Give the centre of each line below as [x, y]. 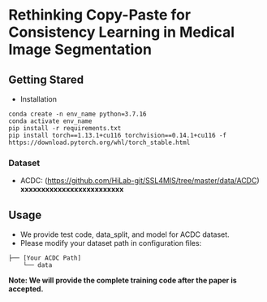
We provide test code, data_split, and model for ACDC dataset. [125, 234]
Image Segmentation [80, 50]
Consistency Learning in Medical [122, 32]
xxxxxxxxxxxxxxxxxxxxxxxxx [72, 190]
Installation [39, 99]
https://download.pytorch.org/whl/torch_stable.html [99, 142]
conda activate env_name [50, 121]
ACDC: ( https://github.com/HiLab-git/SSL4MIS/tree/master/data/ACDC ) [140, 181]
